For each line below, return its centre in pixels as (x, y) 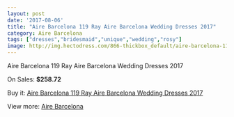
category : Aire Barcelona (45, 33)
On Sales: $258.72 (34, 79)
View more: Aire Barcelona (45, 106)
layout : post (26, 14)
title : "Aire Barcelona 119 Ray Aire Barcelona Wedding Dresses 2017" (112, 26)
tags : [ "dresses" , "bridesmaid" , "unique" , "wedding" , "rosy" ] (95, 40)
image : (17, 46)
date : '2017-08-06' (36, 20)
